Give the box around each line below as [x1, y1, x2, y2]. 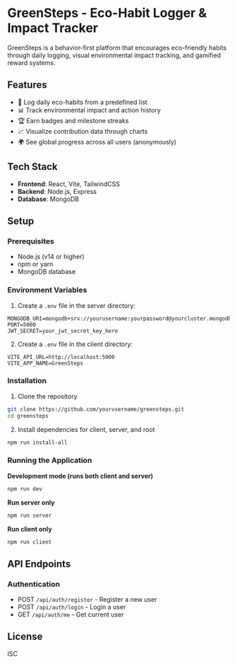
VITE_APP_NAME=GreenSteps [7, 360, 83, 367]
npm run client [7, 538, 52, 546]
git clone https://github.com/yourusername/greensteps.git [7, 406, 185, 413]
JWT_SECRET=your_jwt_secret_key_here [7, 327, 119, 334]
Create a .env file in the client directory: [17, 340, 133, 348]
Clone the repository [17, 391, 78, 401]
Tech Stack [7, 161, 58, 173]
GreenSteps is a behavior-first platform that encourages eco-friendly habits [7, 43, 227, 52]
